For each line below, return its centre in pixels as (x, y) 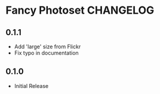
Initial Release (31, 86)
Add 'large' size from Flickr (47, 46)
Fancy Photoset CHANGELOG (80, 10)
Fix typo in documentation (46, 53)
